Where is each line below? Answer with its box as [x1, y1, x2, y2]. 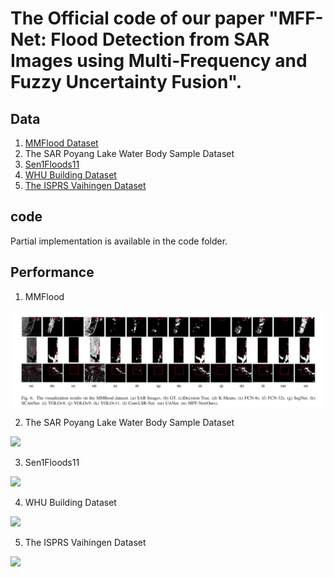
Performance [10, 264, 95, 281]
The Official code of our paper [10, 7, 265, 30]
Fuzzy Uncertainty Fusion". [10, 71, 243, 94]
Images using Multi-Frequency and [10, 50, 308, 72]
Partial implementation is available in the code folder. [10, 235, 228, 247]
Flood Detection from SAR [50, 28, 270, 51]
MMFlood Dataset [24, 137, 99, 149]
